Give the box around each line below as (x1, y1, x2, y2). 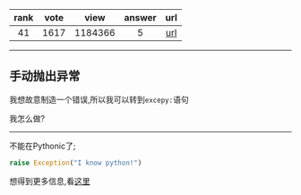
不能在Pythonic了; (9, 140, 76, 151)
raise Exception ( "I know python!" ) (9, 158, 142, 167)
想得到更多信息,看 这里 (9, 175, 91, 186)
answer (124, 12, 157, 23)
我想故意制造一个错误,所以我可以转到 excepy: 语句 (9, 94, 190, 105)
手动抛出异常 (9, 69, 81, 84)
